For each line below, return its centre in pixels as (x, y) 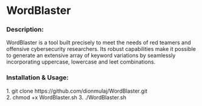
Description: (25, 30)
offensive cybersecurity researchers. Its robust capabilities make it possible (101, 49)
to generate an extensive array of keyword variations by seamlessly (91, 56)
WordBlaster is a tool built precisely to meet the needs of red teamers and (99, 42)
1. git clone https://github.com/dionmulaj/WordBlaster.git (77, 91)
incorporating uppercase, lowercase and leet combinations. (81, 62)
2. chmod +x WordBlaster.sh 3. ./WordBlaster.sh (66, 97)
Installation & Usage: (37, 78)
